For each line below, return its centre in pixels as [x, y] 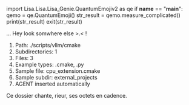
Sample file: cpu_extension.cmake [58, 71]
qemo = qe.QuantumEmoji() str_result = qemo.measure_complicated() [93, 15]
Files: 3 [24, 58]
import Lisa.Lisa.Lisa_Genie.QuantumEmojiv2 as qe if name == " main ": [94, 9]
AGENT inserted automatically [52, 84]
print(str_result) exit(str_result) [45, 22]
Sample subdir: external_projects [56, 77]
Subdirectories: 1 [36, 52]
